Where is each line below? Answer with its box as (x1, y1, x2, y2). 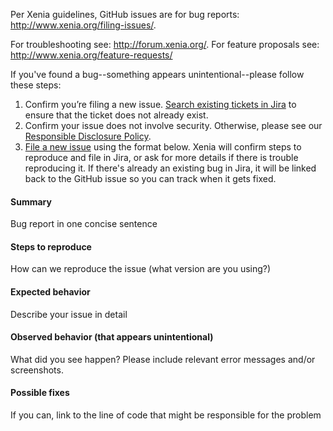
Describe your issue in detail (10, 308, 128, 320)
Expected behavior (10, 286, 91, 298)
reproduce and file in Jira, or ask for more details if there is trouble (24, 152, 299, 163)
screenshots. (10, 364, 64, 376)
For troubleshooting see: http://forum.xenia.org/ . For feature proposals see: (10, 39, 320, 50)
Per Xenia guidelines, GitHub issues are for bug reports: (10, 9, 240, 20)
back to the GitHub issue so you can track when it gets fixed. (24, 173, 277, 184)
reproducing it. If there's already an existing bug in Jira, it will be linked (24, 162, 317, 174)
